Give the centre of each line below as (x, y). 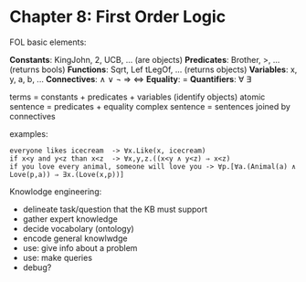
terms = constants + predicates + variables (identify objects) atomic (137, 97)
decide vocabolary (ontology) (78, 228)
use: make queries (58, 257)
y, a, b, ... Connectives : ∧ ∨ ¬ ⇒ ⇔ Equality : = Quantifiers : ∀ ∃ (131, 78)
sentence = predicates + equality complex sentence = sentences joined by (150, 106)
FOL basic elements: (48, 42)
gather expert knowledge (70, 219)
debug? (37, 267)
